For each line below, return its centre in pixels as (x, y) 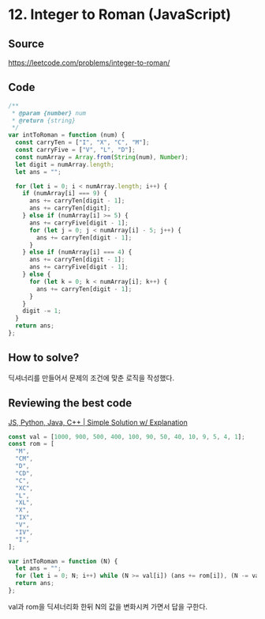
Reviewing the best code (70, 404)
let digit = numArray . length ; (65, 164)
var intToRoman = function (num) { (67, 135)
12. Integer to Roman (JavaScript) (119, 15)
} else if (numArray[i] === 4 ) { (77, 252)
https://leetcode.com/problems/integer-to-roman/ (89, 62)
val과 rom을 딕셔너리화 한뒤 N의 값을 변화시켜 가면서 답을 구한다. (108, 606)
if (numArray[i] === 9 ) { (65, 194)
